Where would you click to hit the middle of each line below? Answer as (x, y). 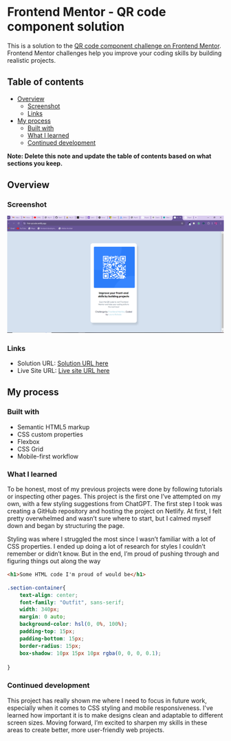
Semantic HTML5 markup (53, 427)
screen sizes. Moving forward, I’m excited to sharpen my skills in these (107, 722)
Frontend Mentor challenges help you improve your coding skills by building (114, 53)
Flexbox (28, 441)
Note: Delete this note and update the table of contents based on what (109, 156)
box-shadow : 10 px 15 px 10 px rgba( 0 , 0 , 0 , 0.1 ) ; (90, 653)
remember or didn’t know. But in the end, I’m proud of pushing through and (113, 554)
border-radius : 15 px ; (50, 646)
